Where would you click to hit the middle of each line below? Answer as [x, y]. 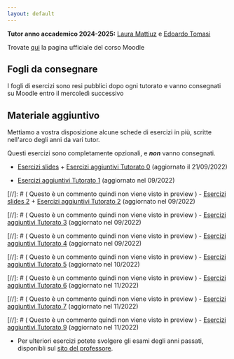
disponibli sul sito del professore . [65, 349]
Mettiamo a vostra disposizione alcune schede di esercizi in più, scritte [110, 132]
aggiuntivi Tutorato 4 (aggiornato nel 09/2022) [75, 244]
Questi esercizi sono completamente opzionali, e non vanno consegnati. [111, 153]
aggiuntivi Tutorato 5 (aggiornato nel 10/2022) [74, 265]
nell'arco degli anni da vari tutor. [54, 140]
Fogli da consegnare [53, 70]
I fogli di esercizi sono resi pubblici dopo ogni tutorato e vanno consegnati [114, 86]
